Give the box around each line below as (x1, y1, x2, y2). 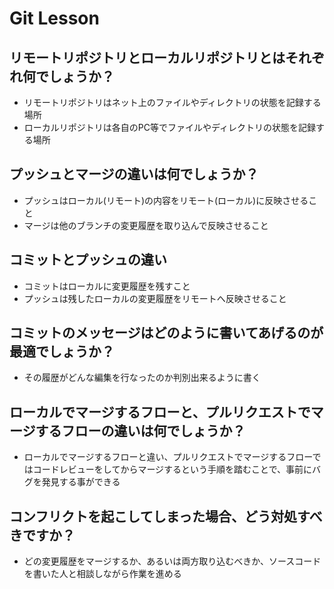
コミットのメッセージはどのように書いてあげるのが (9, 325, 324, 342)
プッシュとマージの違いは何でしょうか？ (9, 166, 259, 183)
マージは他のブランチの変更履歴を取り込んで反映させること (23, 219, 269, 231)
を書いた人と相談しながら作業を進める (23, 568, 182, 580)
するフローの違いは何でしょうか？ (35, 422, 246, 439)
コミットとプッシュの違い (9, 252, 167, 269)
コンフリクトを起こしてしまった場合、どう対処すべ (9, 508, 323, 525)
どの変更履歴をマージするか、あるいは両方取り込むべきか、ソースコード (23, 555, 322, 567)
